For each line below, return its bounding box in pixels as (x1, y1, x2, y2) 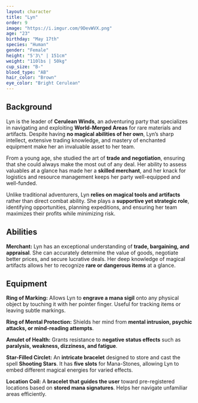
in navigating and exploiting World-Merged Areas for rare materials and (6, 124, 181, 131)
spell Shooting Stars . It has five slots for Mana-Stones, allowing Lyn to (6, 360, 179, 367)
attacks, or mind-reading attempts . (6, 325, 94, 332)
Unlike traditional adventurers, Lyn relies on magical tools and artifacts (6, 191, 180, 198)
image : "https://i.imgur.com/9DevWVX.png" (6, 25, 112, 31)
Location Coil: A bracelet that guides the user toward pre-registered (6, 378, 175, 385)
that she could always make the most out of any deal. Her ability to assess (6, 160, 187, 167)
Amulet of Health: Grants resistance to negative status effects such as (6, 336, 181, 343)
